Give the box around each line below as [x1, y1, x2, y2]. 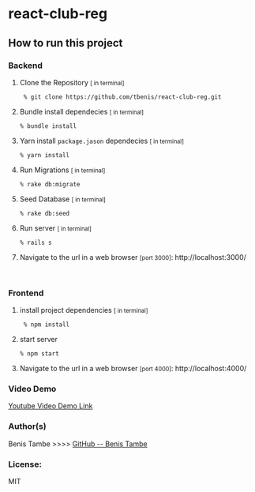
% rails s [19, 238, 53, 246]
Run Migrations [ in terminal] [19, 165, 106, 175]
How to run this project [8, 36, 123, 50]
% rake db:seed [19, 209, 70, 217]
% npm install [23, 321, 70, 329]
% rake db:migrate [19, 180, 81, 188]
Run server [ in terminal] [19, 223, 92, 233]
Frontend [8, 287, 44, 299]
